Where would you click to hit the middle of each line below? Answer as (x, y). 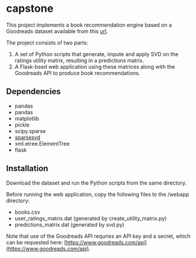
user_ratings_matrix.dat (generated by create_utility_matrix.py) (91, 218)
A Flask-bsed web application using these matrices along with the (95, 66)
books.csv (27, 212)
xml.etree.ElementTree (42, 143)
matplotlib (27, 118)
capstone (30, 9)
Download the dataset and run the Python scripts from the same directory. (97, 183)
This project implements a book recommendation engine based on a (89, 25)
